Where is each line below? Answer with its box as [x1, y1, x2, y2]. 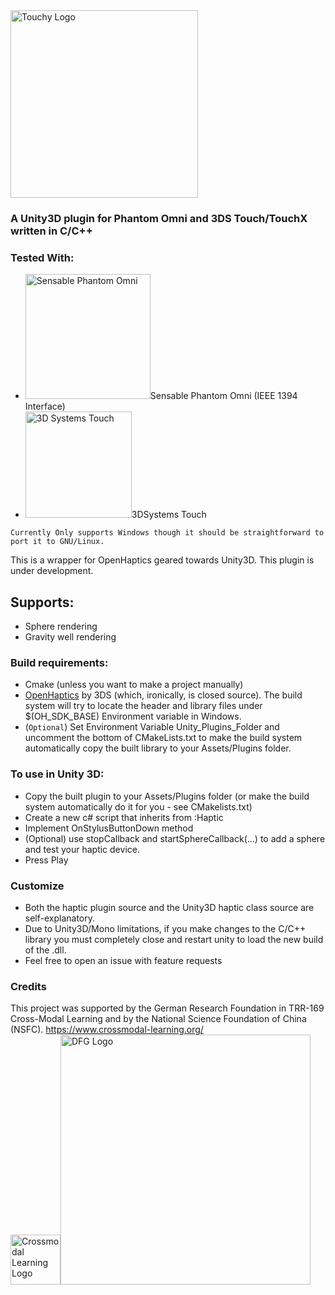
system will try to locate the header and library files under [24, 700, 263, 712]
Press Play [24, 854, 69, 866]
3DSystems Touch [131, 509, 207, 521]
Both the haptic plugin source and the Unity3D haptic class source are [24, 901, 315, 913]
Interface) [24, 400, 66, 413]
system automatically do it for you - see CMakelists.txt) [24, 800, 253, 813]
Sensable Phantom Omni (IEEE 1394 [149, 390, 298, 402]
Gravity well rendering [24, 631, 117, 643]
